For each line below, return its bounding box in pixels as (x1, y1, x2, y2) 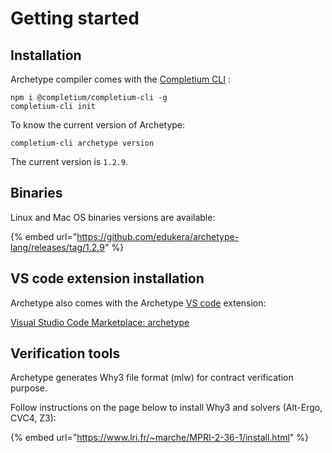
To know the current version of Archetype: (10, 119, 186, 131)
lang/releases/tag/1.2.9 (10, 241, 105, 253)
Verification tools (10, 345, 121, 362)
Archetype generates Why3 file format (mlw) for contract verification (10, 372, 294, 384)
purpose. (10, 382, 48, 394)
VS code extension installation (10, 270, 205, 287)
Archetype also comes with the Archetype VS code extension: (10, 297, 267, 309)
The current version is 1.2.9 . (10, 156, 129, 167)
